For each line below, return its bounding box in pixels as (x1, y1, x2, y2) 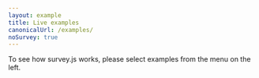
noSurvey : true (8, 33, 58, 41)
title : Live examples (8, 19, 80, 27)
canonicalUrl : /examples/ (8, 26, 93, 34)
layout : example (8, 11, 62, 19)
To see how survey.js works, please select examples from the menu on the (8, 55, 251, 64)
